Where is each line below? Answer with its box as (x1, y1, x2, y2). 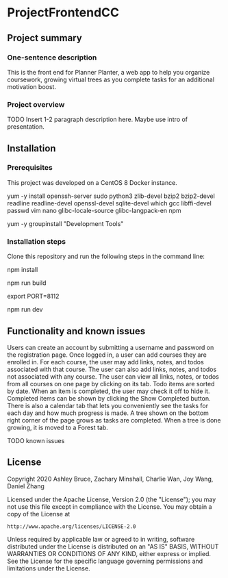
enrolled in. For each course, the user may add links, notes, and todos (7, 357, 204, 366)
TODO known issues (7, 436, 65, 444)
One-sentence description (7, 53, 97, 62)
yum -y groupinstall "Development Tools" (7, 219, 124, 227)
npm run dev (7, 305, 43, 314)
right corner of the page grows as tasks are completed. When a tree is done (7, 416, 221, 424)
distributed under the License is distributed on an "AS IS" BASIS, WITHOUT (7, 542, 219, 551)
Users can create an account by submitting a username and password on (7, 343, 214, 351)
